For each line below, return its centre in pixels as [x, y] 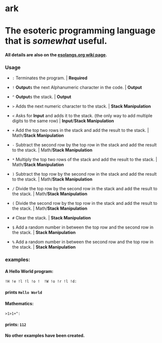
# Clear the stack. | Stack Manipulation [51, 218]
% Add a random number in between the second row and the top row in [83, 242]
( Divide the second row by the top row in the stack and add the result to [85, 203]
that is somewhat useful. [56, 41]
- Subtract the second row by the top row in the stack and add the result [84, 145]
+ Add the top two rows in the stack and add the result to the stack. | [80, 130]
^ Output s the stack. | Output [41, 97]
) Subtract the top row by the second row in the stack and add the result [84, 174]
